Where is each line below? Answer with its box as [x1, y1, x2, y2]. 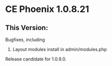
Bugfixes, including [5, 36, 45, 42]
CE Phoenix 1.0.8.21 [5, 3, 89, 15]
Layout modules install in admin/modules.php [12, 46, 107, 52]
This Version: [5, 23, 48, 32]
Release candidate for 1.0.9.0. [5, 56, 67, 62]
